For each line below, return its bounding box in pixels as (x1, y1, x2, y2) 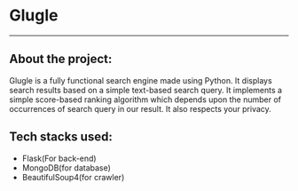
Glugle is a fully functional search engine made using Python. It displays (9, 75, 272, 85)
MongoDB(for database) (21, 162, 111, 173)
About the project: (9, 52, 113, 67)
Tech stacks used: (9, 130, 113, 145)
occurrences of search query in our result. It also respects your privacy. (9, 103, 272, 114)
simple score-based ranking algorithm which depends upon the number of (9, 94, 282, 105)
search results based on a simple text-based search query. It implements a (9, 84, 282, 95)
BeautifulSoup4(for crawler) (21, 171, 125, 182)
